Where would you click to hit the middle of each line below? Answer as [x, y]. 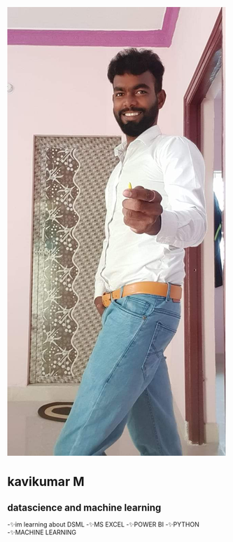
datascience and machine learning [84, 507]
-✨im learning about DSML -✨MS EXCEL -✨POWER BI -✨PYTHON [103, 524]
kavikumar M [46, 482]
